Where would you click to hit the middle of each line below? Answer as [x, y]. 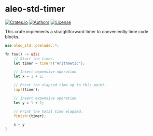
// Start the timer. [34, 59]
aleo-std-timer [35, 9]
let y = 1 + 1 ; [29, 103]
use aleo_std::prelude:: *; [32, 45]
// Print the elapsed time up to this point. [60, 85]
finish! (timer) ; [30, 116]
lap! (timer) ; [27, 90]
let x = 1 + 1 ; [29, 76]
